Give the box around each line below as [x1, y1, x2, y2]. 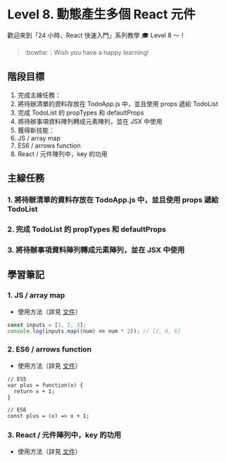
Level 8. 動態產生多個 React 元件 [7, 6, 196, 23]
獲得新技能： [17, 126, 55, 134]
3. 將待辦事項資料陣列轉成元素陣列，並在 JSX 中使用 [7, 245, 185, 255]
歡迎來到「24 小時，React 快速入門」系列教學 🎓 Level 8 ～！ [7, 31, 186, 39]
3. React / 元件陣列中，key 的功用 [7, 430, 122, 439]
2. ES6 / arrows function [7, 345, 92, 354]
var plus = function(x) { [7, 381, 83, 389]
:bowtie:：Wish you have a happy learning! [24, 48, 149, 56]
